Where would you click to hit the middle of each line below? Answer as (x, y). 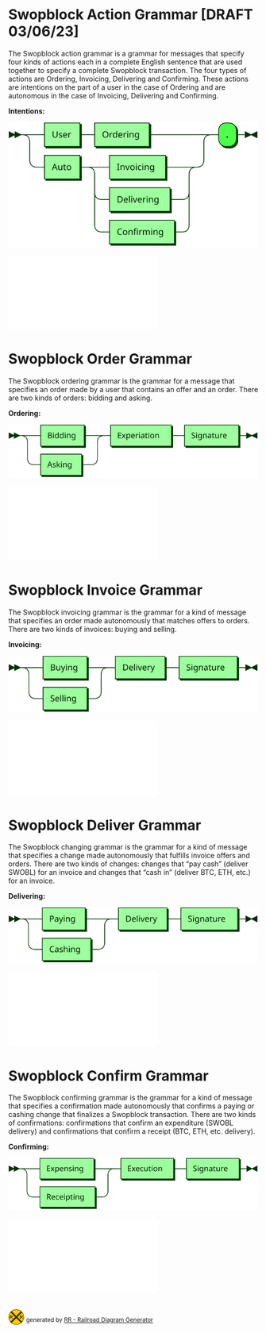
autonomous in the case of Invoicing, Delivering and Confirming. (114, 95)
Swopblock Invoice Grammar (106, 590)
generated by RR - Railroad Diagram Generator (89, 1320)
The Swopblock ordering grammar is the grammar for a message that (121, 381)
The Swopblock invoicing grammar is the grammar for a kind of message (127, 612)
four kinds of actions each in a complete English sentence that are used (125, 62)
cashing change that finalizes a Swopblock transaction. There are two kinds (132, 1115)
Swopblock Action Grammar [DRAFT (131, 15)
